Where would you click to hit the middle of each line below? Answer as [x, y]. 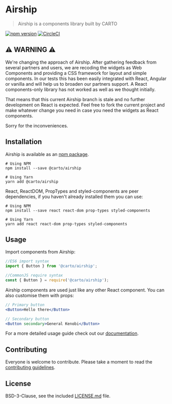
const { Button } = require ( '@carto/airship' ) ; [57, 280]
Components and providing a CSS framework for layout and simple [76, 73]
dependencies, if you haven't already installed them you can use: [74, 197]
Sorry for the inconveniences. [37, 126]
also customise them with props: [40, 295]
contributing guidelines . [30, 368]
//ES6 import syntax [27, 261]
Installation [24, 142]
